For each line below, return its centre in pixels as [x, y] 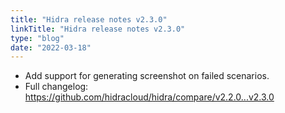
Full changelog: [56, 87]
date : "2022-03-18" [51, 47]
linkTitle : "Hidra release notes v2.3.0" [98, 29]
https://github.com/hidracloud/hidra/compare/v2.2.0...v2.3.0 [149, 97]
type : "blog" [37, 38]
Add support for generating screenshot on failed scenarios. [147, 76]
